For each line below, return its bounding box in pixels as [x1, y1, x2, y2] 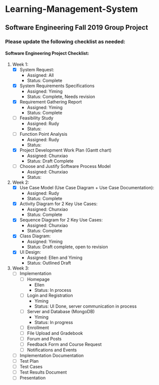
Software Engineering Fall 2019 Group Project [5, 23, 148, 32]
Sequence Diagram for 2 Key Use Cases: [19, 217, 103, 223]
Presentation [19, 375, 46, 381]
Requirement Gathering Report [19, 99, 82, 105]
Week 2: [12, 179, 30, 185]
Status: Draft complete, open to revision [27, 244, 108, 250]
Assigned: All [27, 72, 54, 78]
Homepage [27, 276, 50, 282]
